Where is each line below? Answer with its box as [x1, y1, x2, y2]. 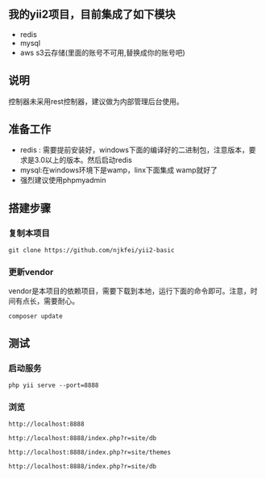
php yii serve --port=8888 [8, 381, 99, 389]
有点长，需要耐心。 [15, 297, 79, 306]
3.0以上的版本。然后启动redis [34, 156, 133, 165]
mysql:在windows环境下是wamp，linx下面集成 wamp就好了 [19, 165, 218, 175]
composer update [8, 313, 63, 321]
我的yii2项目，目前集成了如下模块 [8, 7, 176, 22]
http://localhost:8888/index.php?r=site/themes [8, 448, 172, 457]
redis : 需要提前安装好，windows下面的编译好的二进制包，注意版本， [19, 145, 249, 155]
